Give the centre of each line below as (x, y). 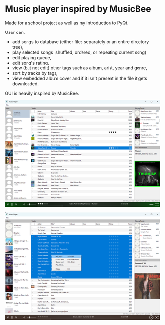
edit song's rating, (30, 63)
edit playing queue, (32, 57)
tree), (18, 47)
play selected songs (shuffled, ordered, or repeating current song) (79, 52)
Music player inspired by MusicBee (78, 9)
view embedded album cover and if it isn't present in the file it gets (80, 78)
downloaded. (26, 83)
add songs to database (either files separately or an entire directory (81, 42)
